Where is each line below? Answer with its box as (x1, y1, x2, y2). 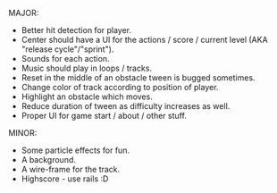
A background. (21, 155, 77, 164)
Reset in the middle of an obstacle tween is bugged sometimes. (21, 72, 256, 83)
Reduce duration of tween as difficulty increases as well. (21, 101, 231, 111)
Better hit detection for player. (21, 25, 131, 35)
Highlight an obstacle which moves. (21, 91, 153, 102)
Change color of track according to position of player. (21, 82, 219, 92)
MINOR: (8, 128, 38, 138)
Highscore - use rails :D (21, 173, 109, 184)
